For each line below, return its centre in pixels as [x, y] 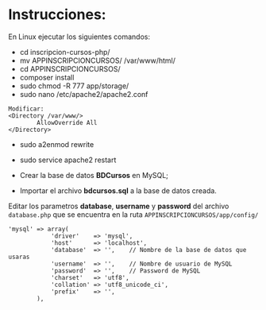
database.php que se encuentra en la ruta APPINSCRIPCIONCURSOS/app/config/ [133, 214]
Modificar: [26, 109]
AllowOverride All [67, 122]
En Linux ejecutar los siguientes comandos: [79, 37]
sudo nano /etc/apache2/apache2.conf [84, 94]
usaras [19, 257]
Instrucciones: [57, 15]
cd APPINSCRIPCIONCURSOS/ [70, 68]
